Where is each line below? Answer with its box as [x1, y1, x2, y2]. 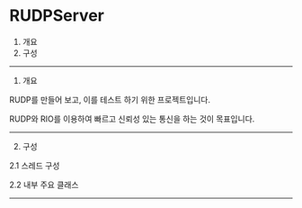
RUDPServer [9, 5, 105, 26]
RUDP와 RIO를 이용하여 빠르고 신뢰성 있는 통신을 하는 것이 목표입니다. [9, 113, 255, 124]
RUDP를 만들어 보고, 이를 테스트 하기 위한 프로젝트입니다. [9, 94, 211, 104]
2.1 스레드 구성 [9, 159, 60, 171]
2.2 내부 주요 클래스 [9, 179, 79, 190]
